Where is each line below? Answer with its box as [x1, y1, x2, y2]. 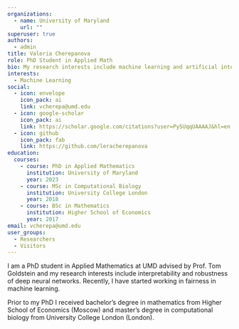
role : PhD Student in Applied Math [7, 57, 113, 64]
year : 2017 [26, 216, 59, 223]
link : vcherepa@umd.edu [20, 103, 91, 110]
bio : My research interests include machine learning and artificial [7, 63, 218, 70]
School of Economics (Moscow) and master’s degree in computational [7, 305, 213, 314]
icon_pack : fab [20, 136, 65, 143]
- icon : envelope [14, 90, 65, 97]
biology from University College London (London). [7, 313, 154, 322]
